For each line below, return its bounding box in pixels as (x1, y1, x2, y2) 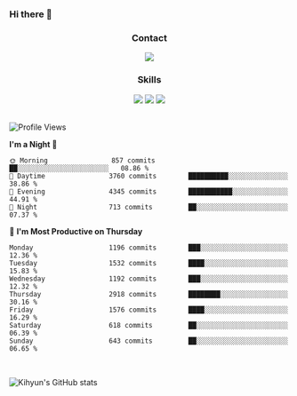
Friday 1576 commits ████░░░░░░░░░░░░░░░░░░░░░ (9, 305, 289, 314)
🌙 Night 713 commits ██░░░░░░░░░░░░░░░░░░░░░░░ (9, 202, 289, 211)
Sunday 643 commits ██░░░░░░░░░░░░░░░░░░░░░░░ (9, 337, 289, 345)
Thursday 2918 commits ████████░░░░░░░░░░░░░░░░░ (9, 289, 289, 298)
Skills (137, 74, 162, 86)
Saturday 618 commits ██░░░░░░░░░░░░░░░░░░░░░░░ (9, 321, 289, 329)
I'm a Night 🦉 (9, 139, 58, 149)
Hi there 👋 (9, 8, 53, 20)
